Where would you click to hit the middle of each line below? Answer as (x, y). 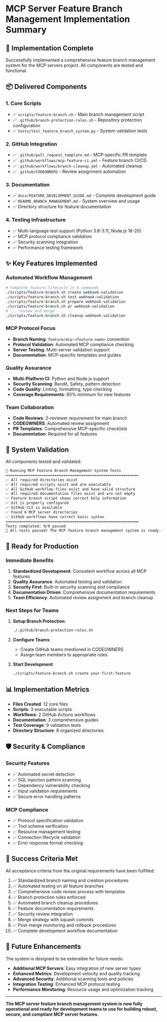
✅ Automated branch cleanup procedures (55, 903)
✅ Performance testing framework (48, 247)
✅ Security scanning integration (45, 242)
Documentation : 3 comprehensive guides (56, 720)
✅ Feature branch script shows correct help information (66, 498)
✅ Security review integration (43, 914)
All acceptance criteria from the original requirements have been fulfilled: (80, 870)
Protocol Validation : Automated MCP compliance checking (73, 344)
